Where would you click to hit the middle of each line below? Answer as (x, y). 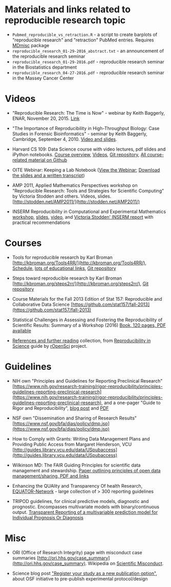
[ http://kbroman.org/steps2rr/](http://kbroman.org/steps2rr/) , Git (80, 283)
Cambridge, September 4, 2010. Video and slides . (65, 139)
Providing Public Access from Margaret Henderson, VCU (72, 444)
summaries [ (25, 558)
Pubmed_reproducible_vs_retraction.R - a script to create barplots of (85, 34)
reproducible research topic (65, 20)
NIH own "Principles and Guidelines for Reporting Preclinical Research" (87, 381)
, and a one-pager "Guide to (131, 403)
